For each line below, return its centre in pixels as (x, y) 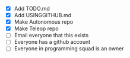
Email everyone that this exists (51, 36)
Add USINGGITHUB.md (43, 15)
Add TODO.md (32, 9)
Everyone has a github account (52, 42)
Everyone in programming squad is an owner (69, 49)
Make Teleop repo (36, 28)
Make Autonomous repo (44, 22)
